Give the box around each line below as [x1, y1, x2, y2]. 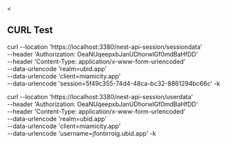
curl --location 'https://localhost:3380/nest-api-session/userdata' [7, 92, 194, 101]
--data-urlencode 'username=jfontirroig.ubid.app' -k [7, 129, 156, 137]
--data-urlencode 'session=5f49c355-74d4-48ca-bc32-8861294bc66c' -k [7, 79, 220, 88]
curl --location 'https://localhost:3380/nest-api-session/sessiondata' [7, 43, 203, 51]
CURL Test [7, 24, 53, 36]
